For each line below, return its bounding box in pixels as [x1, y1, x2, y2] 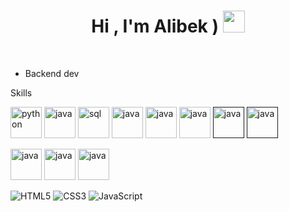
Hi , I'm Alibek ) [91, 15, 219, 38]
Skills [10, 86, 33, 99]
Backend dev [24, 67, 80, 79]
